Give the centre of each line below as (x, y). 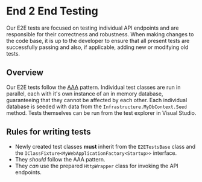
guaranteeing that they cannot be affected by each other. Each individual (97, 100)
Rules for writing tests (49, 132)
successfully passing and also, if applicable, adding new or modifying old (97, 47)
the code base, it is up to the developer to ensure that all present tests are (98, 41)
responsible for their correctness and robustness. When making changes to (100, 34)
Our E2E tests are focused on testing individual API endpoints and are (93, 28)
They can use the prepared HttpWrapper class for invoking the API (97, 166)
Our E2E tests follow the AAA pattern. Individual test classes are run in (93, 87)
